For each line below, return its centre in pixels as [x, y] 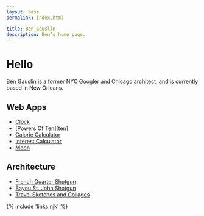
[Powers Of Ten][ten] [42, 128]
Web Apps [26, 107]
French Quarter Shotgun [45, 181]
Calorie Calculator [38, 135]
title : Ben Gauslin [31, 29]
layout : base [23, 12]
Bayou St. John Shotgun [45, 188]
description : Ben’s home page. [46, 34]
